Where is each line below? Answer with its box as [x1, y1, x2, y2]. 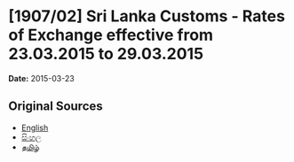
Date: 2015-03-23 [8, 73, 75, 83]
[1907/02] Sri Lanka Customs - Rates [8, 6, 286, 27]
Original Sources [8, 99, 103, 114]
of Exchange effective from [8, 25, 214, 45]
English [20, 122, 49, 133]
